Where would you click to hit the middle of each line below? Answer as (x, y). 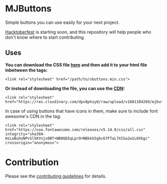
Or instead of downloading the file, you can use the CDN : (65, 88)
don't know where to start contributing (44, 37)
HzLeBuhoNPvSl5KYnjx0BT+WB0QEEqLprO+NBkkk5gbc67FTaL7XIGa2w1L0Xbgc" (78, 138)
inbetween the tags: (26, 70)
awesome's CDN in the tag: (33, 116)
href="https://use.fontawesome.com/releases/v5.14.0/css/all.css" (75, 129)
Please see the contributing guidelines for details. (56, 176)
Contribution (32, 162)
